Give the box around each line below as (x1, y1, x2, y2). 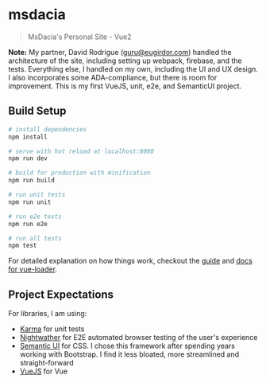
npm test (8, 241, 37, 250)
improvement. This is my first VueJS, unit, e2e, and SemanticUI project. (8, 81, 242, 91)
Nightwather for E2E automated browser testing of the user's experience (19, 333, 258, 342)
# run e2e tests (8, 213, 62, 221)
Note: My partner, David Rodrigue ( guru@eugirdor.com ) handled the (8, 47, 232, 57)
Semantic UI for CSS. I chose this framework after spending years (19, 341, 236, 351)
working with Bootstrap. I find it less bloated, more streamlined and (19, 350, 240, 359)
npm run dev (8, 154, 48, 162)
